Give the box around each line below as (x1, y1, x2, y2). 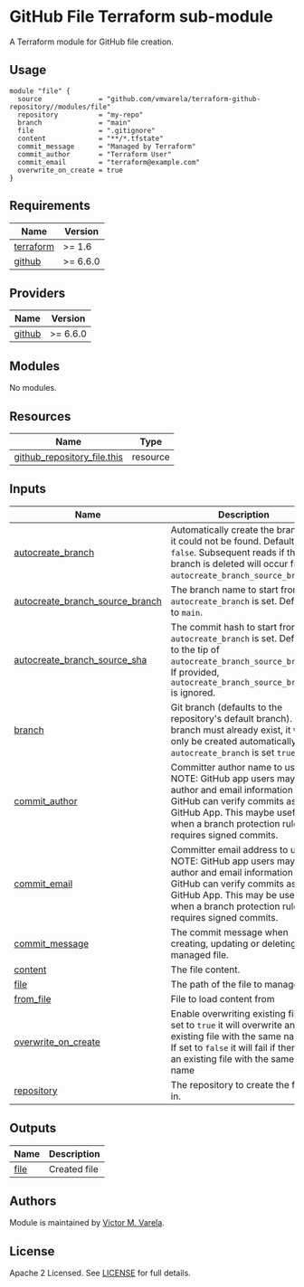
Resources (9, 409, 71, 424)
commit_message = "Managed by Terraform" (17, 142, 196, 151)
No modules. (9, 383, 57, 393)
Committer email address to (170, 843, 289, 856)
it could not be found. (170, 535, 261, 547)
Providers (9, 285, 66, 300)
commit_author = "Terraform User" (17, 149, 172, 159)
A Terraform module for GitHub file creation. (9, 36, 175, 47)
